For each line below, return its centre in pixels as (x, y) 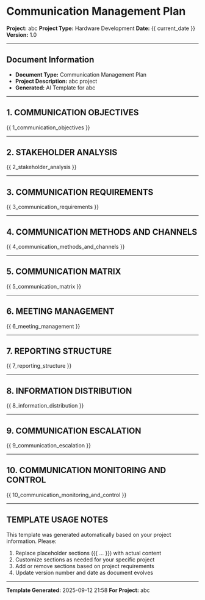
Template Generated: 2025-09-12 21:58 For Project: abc (78, 590)
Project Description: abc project (56, 81)
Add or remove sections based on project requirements (85, 566)
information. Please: (31, 541)
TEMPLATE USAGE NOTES (57, 520)
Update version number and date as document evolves (84, 572)
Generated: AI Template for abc (55, 88)
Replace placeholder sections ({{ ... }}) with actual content (88, 553)
